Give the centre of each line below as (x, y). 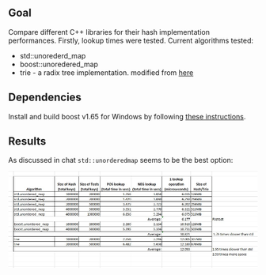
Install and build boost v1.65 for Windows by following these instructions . (127, 116)
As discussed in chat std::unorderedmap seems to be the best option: (121, 160)
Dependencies (45, 98)
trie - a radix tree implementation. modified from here (106, 72)
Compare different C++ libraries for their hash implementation (109, 32)
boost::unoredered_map (59, 64)
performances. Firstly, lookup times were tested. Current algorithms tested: (131, 40)
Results (27, 141)
